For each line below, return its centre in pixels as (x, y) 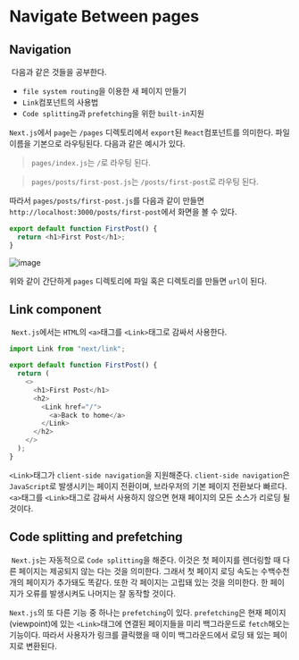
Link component (55, 310)
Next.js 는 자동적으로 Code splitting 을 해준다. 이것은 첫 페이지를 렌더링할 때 (146, 560)
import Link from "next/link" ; (67, 349)
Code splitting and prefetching (96, 537)
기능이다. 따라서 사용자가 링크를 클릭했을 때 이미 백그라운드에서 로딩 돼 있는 (140, 635)
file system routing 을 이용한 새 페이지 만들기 (104, 91)
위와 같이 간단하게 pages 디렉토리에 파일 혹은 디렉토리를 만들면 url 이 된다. (138, 281)
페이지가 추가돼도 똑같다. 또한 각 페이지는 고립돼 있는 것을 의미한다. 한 (147, 582)
